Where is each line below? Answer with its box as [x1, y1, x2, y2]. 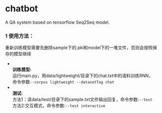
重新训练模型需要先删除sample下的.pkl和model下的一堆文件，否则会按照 [5, 45, 153, 51]
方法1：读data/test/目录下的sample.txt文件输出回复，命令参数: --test [12, 97, 153, 103]
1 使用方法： [5, 33, 34, 39]
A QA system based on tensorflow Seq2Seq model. [5, 19, 110, 25]
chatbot [5, 3, 38, 14]
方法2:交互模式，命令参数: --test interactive [12, 103, 106, 109]
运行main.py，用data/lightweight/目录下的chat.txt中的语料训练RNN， [12, 73, 154, 79]
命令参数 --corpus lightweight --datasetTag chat [12, 79, 114, 85]
